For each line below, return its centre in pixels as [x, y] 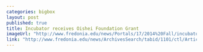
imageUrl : [19, 34]
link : [13, 39]
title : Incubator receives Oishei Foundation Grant [72, 28]
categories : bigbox [31, 12]
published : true [27, 23]
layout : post [23, 17]
